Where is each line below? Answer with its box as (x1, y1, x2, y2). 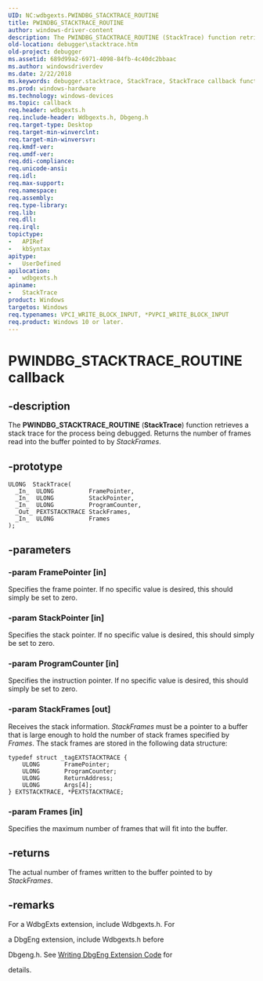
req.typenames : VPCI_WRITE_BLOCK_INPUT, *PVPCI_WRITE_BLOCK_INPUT (8, 311, 229, 319)
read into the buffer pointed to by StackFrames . (8, 437, 162, 447)
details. (8, 965, 32, 974)
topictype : (8, 231, 44, 239)
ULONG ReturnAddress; (22, 774, 113, 782)
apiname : (8, 282, 37, 290)
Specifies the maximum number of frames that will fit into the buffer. (8, 824, 229, 833)
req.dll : (8, 216, 37, 224)
